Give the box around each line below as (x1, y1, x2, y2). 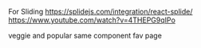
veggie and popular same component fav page (8, 31, 162, 40)
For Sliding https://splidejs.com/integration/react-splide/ (8, 7, 193, 16)
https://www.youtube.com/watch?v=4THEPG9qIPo (8, 15, 175, 25)
